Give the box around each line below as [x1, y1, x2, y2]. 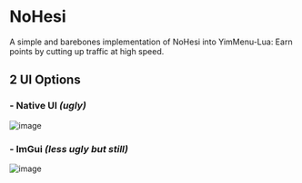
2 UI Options [9, 72, 81, 88]
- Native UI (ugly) [9, 100, 86, 112]
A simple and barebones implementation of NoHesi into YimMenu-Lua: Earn [9, 36, 293, 47]
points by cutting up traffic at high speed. [9, 45, 165, 56]
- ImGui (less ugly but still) [9, 142, 129, 155]
